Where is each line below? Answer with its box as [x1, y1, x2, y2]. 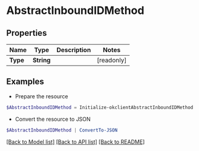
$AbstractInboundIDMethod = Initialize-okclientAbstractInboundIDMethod [6, 104, 194, 110]
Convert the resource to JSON [15, 115, 91, 122]
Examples [6, 76, 44, 87]
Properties [6, 28, 47, 38]
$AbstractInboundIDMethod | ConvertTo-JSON [6, 127, 118, 133]
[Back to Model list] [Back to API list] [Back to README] [6, 138, 145, 146]
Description [56, 46, 91, 54]
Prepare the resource [15, 92, 68, 100]
